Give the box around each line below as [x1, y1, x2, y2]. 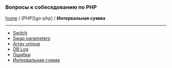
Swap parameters [12, 35, 51, 41]
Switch [12, 30, 28, 36]
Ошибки [12, 52, 31, 58]
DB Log [12, 46, 29, 52]
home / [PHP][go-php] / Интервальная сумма [5, 15, 106, 21]
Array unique [12, 41, 40, 47]
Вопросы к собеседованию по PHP [5, 4, 97, 11]
